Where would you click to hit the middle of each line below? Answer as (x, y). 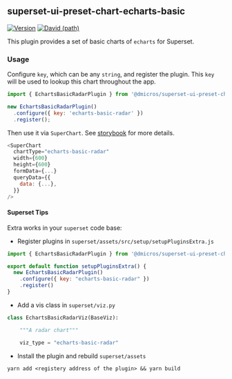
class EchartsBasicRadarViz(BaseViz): (63, 318)
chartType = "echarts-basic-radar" (61, 152)
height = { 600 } (32, 165)
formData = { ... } (35, 171)
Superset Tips (28, 213)
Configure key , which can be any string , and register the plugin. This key (111, 75)
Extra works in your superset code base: (65, 228)
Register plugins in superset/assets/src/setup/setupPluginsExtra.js (115, 241)
